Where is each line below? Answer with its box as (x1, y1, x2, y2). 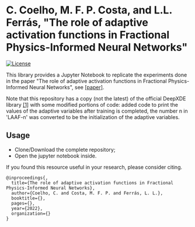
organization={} (11, 211, 51, 216)
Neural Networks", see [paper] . (29, 83, 105, 90)
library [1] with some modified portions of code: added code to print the (6, 101, 179, 108)
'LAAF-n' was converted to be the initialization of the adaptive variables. (6, 113, 180, 120)
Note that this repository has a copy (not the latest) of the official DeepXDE (6, 95, 186, 102)
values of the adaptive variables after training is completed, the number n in (6, 107, 188, 114)
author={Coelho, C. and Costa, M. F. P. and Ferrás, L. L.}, (11, 190, 163, 196)
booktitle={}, (11, 195, 46, 201)
